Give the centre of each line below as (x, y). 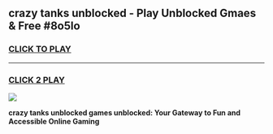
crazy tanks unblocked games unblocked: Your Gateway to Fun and (125, 112)
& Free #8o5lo (44, 26)
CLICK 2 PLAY (37, 80)
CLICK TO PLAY (40, 50)
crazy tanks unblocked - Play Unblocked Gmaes (132, 13)
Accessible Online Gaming (54, 121)
